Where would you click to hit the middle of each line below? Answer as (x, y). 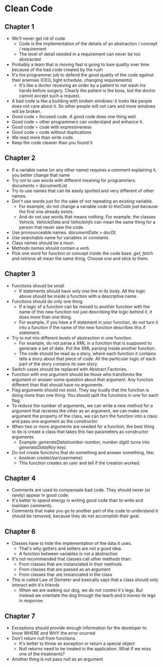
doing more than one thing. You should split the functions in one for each (85, 395)
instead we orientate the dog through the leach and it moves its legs (87, 595)
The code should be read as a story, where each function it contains (88, 353)
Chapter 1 (20, 27)
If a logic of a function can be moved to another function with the (84, 307)
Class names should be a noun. (43, 243)
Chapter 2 (20, 158)
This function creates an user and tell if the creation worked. (80, 463)
